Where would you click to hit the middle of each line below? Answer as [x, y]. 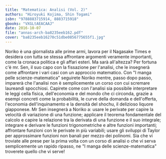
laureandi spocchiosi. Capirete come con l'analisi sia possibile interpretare [81, 88]
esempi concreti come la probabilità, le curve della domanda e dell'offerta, [81, 99]
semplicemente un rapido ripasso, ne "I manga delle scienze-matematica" [81, 146]
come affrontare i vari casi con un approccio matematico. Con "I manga [78, 72]
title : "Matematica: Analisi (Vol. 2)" [46, 10]
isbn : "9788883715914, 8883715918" [42, 19]
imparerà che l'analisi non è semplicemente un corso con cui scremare [78, 83]
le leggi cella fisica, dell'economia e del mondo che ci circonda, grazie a [79, 93]
